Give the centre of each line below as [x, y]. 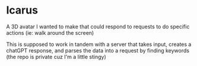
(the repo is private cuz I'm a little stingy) [56, 57]
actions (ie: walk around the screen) [50, 32]
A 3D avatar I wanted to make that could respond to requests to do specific [98, 27]
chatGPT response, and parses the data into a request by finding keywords [98, 50]
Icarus [22, 10]
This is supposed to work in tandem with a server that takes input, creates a [99, 44]
